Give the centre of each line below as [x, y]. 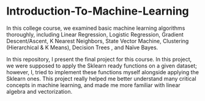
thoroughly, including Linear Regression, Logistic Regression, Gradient [95, 34]
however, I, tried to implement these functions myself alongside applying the [102, 72]
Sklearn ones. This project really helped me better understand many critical [102, 78]
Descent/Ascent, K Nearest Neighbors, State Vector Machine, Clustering [98, 41]
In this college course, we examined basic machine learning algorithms [96, 28]
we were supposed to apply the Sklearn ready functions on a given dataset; [102, 66]
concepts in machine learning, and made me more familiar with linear [93, 85]
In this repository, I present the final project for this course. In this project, [99, 59]
